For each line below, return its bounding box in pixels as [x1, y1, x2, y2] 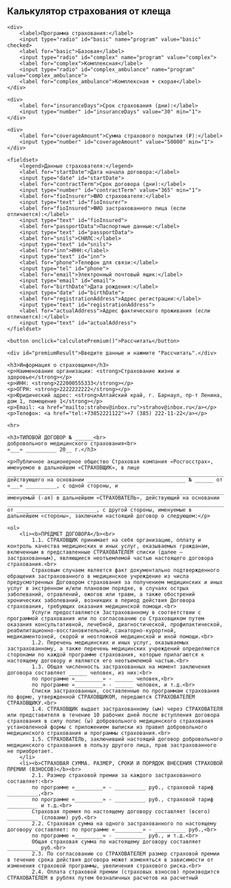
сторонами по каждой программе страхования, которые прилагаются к [7, 651, 205, 658]
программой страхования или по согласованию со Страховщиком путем [7, 615, 205, 622]
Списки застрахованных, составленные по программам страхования [32, 687, 220, 694]
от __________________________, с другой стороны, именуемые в [7, 506, 192, 513]
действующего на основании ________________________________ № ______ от [7, 476, 223, 483]
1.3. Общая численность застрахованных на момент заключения [32, 663, 211, 670]
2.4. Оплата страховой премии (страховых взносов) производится [32, 868, 220, 875]
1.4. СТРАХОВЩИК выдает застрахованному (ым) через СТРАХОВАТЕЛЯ [32, 705, 223, 712]
